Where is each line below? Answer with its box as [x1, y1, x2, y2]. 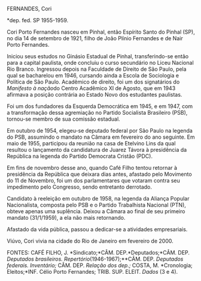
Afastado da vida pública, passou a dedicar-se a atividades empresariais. [7, 226, 188, 233]
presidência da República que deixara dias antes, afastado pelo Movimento [7, 171, 192, 178]
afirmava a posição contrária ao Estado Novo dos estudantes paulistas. [7, 91, 182, 98]
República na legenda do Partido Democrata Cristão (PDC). [7, 153, 153, 160]
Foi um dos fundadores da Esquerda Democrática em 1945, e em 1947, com [7, 103, 193, 110]
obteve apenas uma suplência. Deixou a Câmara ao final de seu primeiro [7, 208, 185, 215]
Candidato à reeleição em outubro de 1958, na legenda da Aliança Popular [7, 195, 190, 202]
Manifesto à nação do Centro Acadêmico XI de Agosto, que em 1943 [7, 85, 176, 92]
